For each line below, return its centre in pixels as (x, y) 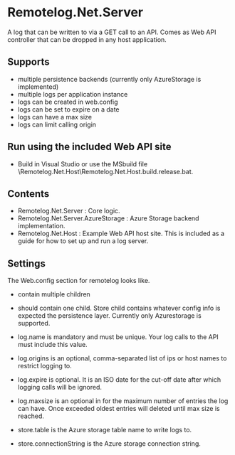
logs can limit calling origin (57, 124)
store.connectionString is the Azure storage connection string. (109, 444)
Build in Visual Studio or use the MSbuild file (83, 164)
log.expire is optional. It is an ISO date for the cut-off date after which (119, 380)
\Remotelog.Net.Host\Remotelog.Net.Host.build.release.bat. (105, 171)
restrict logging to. (45, 366)
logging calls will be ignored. (59, 387)
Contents (28, 194)
